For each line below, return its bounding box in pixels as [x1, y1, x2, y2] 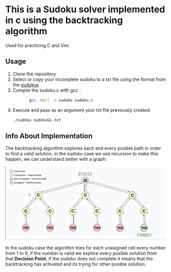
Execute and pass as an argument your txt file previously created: [12, 107, 151, 113]
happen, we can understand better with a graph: [5, 156, 107, 162]
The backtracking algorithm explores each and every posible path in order [5, 145, 161, 152]
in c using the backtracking [5, 14, 124, 26]
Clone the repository [12, 71, 56, 77]
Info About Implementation [5, 132, 93, 140]
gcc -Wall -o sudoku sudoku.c [29, 97, 93, 103]
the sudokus [12, 81, 39, 88]
